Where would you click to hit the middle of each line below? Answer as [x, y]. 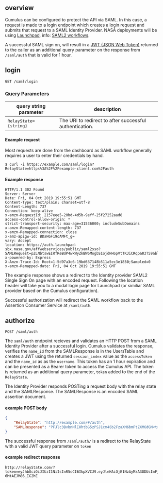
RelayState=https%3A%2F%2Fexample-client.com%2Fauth [59, 169]
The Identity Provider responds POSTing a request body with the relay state [81, 386]
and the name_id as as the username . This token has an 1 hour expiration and [80, 362]
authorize [20, 320]
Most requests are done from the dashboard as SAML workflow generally [78, 151]
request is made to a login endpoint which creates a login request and [75, 25]
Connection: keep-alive [29, 211]
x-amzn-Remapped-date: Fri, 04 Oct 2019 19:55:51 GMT [61, 266]
